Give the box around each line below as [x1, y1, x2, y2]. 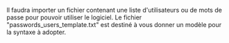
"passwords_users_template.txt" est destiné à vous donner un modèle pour [6, 21, 222, 28]
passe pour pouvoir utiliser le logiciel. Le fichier [6, 13, 142, 21]
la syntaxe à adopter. [6, 28, 67, 36]
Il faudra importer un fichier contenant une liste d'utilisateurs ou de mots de [6, 6, 223, 14]
